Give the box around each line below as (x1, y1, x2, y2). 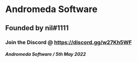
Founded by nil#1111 (5, 24, 69, 32)
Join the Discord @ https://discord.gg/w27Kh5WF (5, 39, 132, 46)
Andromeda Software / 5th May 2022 (5, 51, 86, 57)
